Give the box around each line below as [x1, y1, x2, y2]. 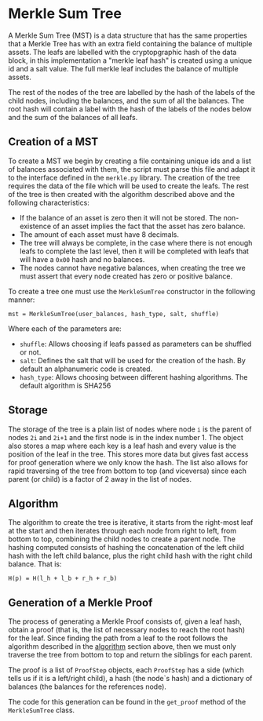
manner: [8, 295, 35, 304]
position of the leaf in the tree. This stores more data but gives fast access [8, 449, 249, 459]
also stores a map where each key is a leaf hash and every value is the [8, 441, 237, 450]
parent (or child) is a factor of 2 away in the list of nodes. [8, 474, 192, 483]
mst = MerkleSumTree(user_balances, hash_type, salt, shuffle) [8, 310, 220, 318]
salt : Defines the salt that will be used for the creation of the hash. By [19, 355, 246, 365]
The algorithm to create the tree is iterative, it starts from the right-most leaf [8, 518, 254, 527]
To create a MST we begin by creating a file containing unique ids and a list [8, 156, 251, 166]
